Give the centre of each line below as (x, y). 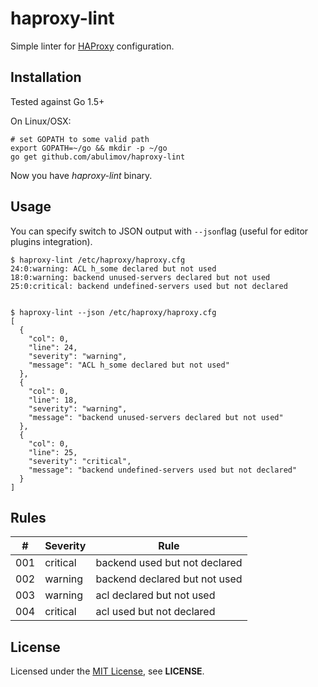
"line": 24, (53, 347)
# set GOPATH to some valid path (80, 139)
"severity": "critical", (80, 461)
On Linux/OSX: (41, 121)
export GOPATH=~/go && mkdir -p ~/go (89, 148)
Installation (46, 77)
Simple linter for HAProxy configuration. (92, 46)
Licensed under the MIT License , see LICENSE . (107, 671)
